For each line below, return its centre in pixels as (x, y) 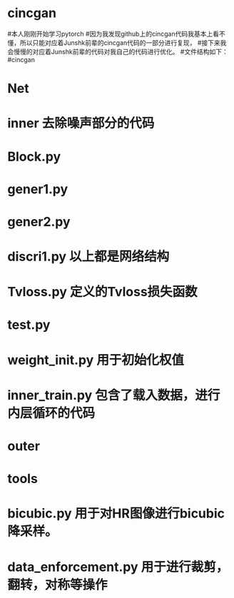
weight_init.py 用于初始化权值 (96, 360)
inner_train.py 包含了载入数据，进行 (114, 395)
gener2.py (39, 222)
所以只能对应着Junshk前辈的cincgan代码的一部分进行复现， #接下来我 (123, 42)
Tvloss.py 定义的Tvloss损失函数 (102, 292)
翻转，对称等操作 (58, 585)
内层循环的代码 (51, 413)
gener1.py (38, 189)
